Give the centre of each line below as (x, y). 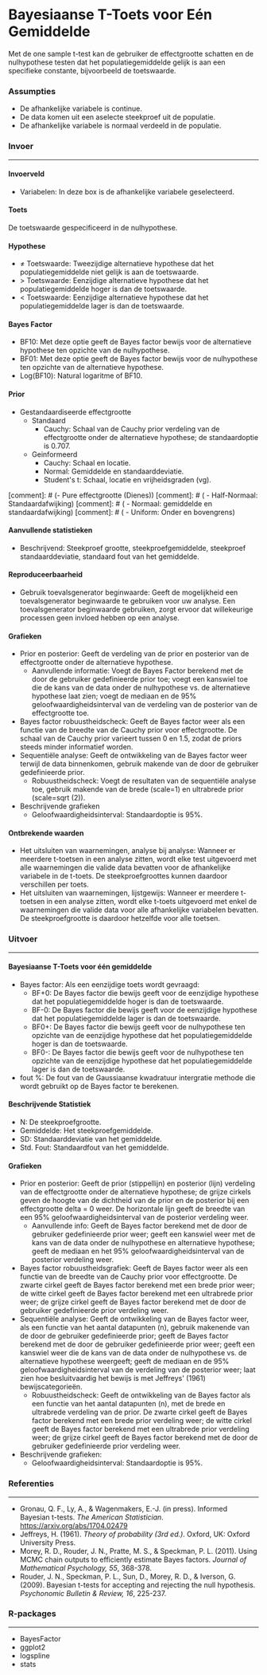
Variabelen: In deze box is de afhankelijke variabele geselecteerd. (127, 191)
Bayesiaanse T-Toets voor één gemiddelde (80, 967)
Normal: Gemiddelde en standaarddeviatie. (114, 471)
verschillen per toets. (54, 885)
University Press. (48, 1542)
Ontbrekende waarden (46, 833)
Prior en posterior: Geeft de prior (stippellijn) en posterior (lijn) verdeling (137, 1184)
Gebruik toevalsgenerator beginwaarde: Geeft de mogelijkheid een (129, 592)
